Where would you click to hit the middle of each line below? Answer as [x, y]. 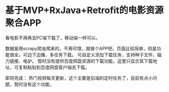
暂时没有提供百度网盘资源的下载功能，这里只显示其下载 [95, 61]
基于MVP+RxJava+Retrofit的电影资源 [85, 10]
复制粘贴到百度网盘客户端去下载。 [54, 67]
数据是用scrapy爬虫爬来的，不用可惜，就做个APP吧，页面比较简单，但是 [81, 48]
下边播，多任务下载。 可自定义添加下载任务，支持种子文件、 [94, 55]
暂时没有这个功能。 [34, 84]
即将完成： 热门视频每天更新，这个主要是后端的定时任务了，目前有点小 [79, 78]
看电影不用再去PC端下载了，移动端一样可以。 [53, 38]
